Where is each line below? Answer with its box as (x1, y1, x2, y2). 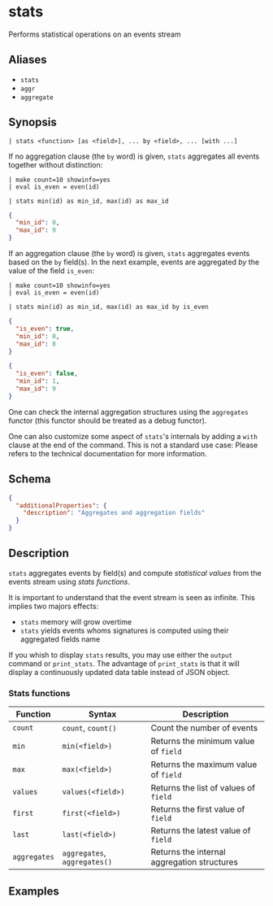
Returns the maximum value (150, 759, 258, 770)
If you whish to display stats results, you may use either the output (8, 650, 233, 660)
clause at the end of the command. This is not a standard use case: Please (8, 440, 258, 450)
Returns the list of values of (150, 782, 256, 794)
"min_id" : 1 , (15, 377, 60, 385)
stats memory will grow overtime (19, 616, 132, 626)
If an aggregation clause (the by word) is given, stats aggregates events (8, 249, 250, 259)
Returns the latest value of (150, 825, 251, 836)
